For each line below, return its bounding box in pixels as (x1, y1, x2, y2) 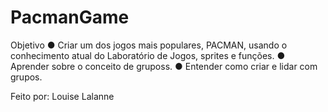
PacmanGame (10, 6, 130, 29)
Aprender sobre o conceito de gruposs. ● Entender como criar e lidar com (10, 60, 318, 72)
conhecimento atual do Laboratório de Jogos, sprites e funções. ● (10, 49, 286, 61)
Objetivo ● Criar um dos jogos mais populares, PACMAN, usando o (10, 39, 288, 51)
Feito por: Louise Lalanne (10, 90, 115, 102)
